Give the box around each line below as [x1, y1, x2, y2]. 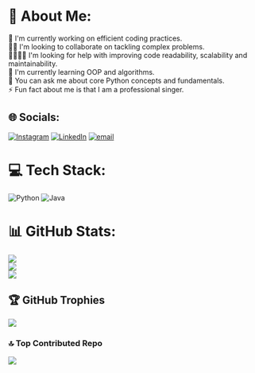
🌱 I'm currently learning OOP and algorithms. [8, 67, 155, 76]
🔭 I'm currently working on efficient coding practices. [8, 33, 183, 43]
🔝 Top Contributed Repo [8, 338, 103, 349]
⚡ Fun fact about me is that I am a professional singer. [8, 84, 184, 94]
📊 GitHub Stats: [8, 222, 117, 240]
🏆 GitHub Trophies [8, 293, 106, 307]
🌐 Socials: [8, 111, 60, 124]
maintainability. [8, 59, 58, 68]
